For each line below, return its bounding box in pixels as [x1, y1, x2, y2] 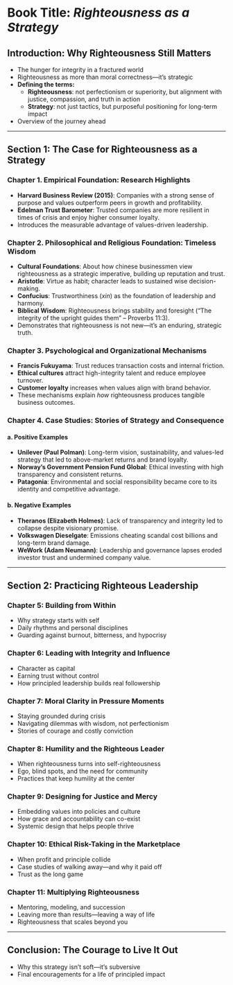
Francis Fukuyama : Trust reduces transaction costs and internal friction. [17, 362, 225, 370]
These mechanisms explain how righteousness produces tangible [17, 391, 205, 399]
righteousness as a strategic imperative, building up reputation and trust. [17, 269, 225, 278]
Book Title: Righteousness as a [7, 5, 190, 21]
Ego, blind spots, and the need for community [17, 767, 148, 776]
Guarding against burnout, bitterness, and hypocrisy [17, 631, 167, 639]
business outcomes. [17, 399, 75, 407]
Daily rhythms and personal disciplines [17, 624, 128, 632]
